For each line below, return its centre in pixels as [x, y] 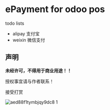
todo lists [15, 23]
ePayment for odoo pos [55, 9]
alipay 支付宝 [26, 33]
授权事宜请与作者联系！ [30, 81]
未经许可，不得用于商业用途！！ [38, 70]
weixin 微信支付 [29, 40]
